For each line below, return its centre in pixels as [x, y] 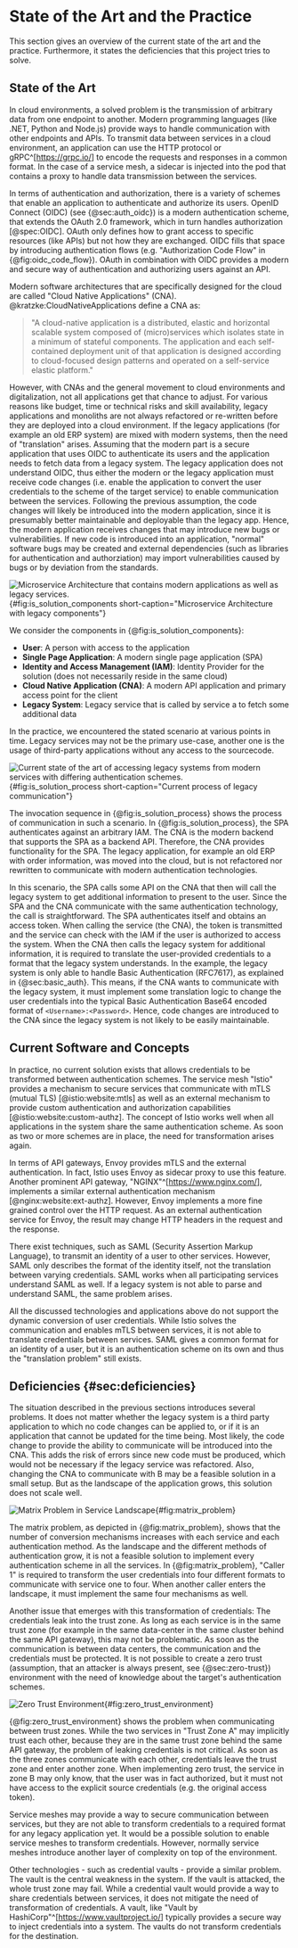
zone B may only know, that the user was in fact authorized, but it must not [146, 1779]
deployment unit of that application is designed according [176, 351]
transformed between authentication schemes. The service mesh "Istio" [141, 1079]
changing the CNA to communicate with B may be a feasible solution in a [142, 1474]
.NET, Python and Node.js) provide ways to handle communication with [140, 128]
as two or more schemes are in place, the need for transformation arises [141, 1135]
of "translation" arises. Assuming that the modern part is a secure [129, 444]
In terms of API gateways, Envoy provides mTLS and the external [128, 1162]
